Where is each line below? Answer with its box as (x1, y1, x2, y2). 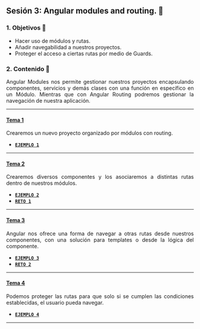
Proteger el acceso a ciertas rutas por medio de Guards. (14, 50, 153, 57)
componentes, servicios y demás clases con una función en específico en (6, 84, 194, 91)
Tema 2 (6, 160, 25, 167)
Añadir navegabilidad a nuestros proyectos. (14, 43, 122, 50)
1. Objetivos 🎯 (6, 24, 46, 32)
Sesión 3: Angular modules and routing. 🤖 (6, 6, 164, 16)
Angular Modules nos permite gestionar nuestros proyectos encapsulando (6, 78, 194, 85)
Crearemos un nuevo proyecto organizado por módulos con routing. (6, 129, 173, 137)
